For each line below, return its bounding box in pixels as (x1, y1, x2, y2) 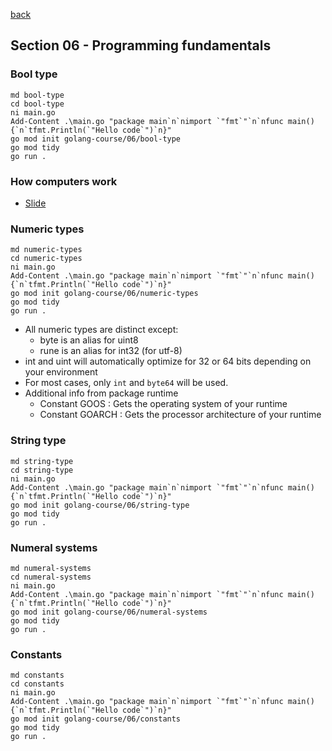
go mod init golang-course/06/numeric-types (10, 289, 199, 299)
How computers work (10, 174, 118, 188)
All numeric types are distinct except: (24, 324, 179, 336)
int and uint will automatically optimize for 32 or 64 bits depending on (24, 355, 312, 368)
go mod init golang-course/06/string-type (10, 500, 190, 510)
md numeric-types (10, 245, 83, 255)
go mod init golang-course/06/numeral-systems (10, 607, 208, 617)
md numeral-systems (10, 563, 92, 573)
